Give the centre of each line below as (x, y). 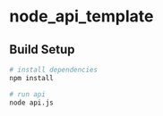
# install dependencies (54, 70)
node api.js (31, 103)
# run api (28, 94)
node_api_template (81, 17)
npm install (31, 78)
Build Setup (42, 50)
